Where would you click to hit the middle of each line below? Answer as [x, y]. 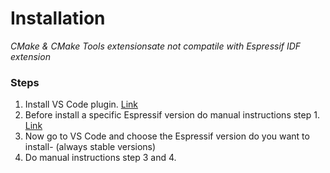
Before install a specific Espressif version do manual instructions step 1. [172, 115]
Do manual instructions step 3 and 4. [100, 158]
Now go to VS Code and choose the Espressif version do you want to [167, 136]
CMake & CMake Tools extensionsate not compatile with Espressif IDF [156, 46]
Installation [58, 18]
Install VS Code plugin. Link [81, 104]
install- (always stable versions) [90, 147]
